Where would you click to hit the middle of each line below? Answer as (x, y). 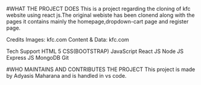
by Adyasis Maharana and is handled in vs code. (66, 76)
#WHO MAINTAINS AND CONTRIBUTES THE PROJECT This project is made (101, 69)
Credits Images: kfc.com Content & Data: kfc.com (68, 39)
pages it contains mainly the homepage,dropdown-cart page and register (97, 21)
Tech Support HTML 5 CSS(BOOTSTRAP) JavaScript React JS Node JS (95, 51)
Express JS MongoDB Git (38, 58)
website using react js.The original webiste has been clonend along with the (101, 15)
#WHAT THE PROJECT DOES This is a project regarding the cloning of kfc (98, 9)
